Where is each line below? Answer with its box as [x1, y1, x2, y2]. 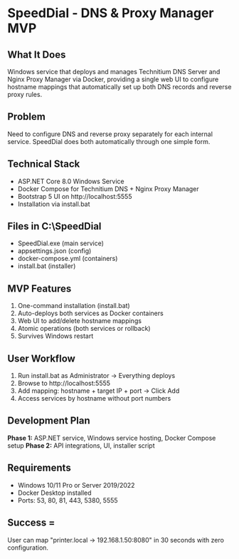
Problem [7, 111, 46, 123]
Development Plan [7, 415, 90, 427]
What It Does [7, 48, 66, 61]
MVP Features [7, 282, 72, 294]
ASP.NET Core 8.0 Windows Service [17, 177, 124, 185]
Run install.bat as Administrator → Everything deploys [17, 371, 176, 380]
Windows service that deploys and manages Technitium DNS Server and [7, 68, 221, 76]
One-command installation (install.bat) [17, 302, 130, 310]
